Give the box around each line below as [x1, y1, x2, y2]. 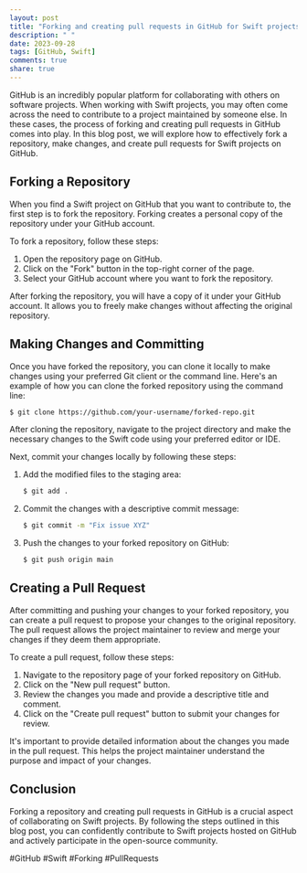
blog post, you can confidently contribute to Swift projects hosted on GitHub [9, 825, 297, 836]
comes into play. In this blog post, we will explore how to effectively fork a [9, 128, 288, 139]
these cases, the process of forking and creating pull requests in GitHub [9, 118, 281, 129]
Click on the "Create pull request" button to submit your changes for [22, 708, 281, 719]
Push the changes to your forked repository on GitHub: [22, 538, 230, 548]
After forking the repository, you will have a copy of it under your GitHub [9, 290, 281, 302]
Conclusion [9, 782, 77, 797]
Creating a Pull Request [9, 580, 146, 596]
